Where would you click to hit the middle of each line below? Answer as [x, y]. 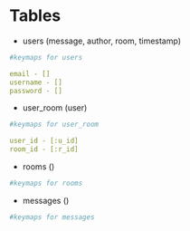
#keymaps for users [46, 57]
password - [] [36, 91]
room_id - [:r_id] [44, 149]
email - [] [30, 73]
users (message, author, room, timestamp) [102, 41]
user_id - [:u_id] [44, 141]
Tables [35, 16]
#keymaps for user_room [54, 125]
